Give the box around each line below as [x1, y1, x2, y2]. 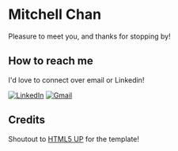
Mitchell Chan [8, 6, 101, 24]
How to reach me [8, 54, 93, 68]
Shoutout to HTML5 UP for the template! [8, 134, 140, 143]
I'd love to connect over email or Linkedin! [8, 75, 145, 84]
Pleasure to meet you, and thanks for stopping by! [8, 31, 172, 41]
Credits [8, 113, 46, 127]
